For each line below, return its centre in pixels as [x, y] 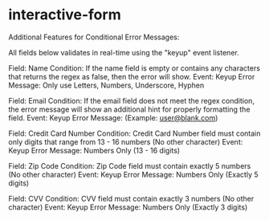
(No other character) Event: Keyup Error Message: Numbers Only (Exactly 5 [133, 174]
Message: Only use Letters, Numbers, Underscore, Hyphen [106, 85]
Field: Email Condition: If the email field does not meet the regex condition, [132, 100]
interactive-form [65, 15]
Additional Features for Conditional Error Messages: [94, 37]
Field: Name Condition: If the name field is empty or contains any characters [134, 68]
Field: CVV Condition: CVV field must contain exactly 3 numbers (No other [131, 198]
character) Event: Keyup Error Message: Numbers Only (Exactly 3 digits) [128, 207]
